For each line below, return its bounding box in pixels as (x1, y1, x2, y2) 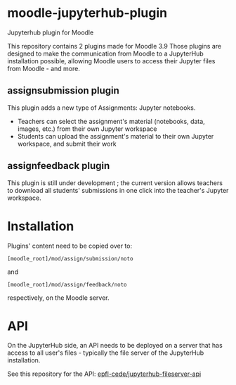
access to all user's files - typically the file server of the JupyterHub (7, 348, 204, 357)
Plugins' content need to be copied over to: (7, 241, 132, 250)
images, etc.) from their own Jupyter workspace (17, 125, 157, 133)
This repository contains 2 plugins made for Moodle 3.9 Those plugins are (7, 42, 222, 50)
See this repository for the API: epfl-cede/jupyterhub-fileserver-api (7, 370, 202, 378)
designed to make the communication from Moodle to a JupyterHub (7, 49, 204, 58)
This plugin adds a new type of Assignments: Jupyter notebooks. (7, 103, 196, 112)
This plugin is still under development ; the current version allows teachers (7, 178, 223, 187)
